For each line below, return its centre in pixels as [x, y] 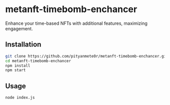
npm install [18, 66]
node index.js [20, 98]
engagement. [19, 28]
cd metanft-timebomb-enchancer [38, 61]
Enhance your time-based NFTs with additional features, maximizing [76, 23]
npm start [16, 70]
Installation [23, 45]
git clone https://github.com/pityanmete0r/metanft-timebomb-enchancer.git [87, 56]
